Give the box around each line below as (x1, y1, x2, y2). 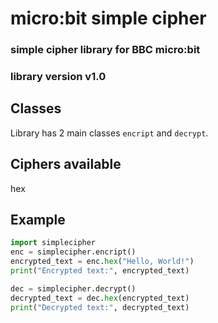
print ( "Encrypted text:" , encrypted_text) (10, 266, 190, 276)
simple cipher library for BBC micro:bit (10, 43, 201, 57)
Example (10, 212, 66, 229)
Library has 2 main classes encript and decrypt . (10, 127, 209, 139)
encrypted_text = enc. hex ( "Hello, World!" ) (10, 257, 195, 267)
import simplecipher (10, 238, 97, 248)
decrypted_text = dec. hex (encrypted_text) (10, 293, 190, 303)
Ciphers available (10, 156, 122, 173)
